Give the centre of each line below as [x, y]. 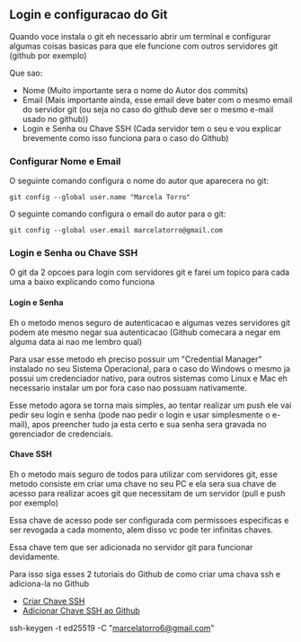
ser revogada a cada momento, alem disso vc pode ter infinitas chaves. [142, 530]
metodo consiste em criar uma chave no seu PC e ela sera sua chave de [143, 483]
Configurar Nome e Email [65, 161]
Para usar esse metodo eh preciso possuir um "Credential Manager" [136, 359]
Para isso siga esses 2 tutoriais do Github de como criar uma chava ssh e [145, 574]
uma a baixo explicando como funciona [82, 282]
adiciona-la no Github [49, 584]
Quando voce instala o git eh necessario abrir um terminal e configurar [140, 36]
